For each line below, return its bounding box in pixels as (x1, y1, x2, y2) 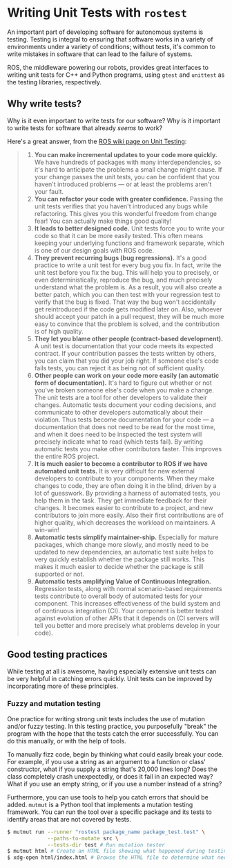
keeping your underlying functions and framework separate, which (34, 239, 224, 247)
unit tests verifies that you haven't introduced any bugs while (34, 202, 209, 210)
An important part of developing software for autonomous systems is (7, 28, 204, 36)
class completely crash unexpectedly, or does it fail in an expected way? (7, 772, 213, 780)
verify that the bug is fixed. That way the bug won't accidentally (34, 298, 216, 306)
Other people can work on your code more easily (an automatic (34, 371, 220, 379)
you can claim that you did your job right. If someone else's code (34, 356, 220, 365)
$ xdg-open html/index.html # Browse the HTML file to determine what (7, 854, 215, 861)
